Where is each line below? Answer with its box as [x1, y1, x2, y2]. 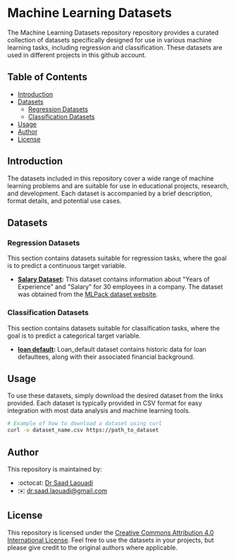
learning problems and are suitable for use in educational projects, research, [7, 181, 229, 190]
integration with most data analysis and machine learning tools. [7, 407, 191, 415]
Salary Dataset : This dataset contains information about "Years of [17, 275, 210, 283]
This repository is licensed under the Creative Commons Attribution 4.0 [7, 528, 214, 536]
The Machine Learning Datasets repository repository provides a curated [7, 28, 219, 37]
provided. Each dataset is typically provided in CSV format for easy [7, 399, 202, 407]
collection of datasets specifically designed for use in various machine [7, 35, 212, 44]
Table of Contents [7, 71, 88, 83]
